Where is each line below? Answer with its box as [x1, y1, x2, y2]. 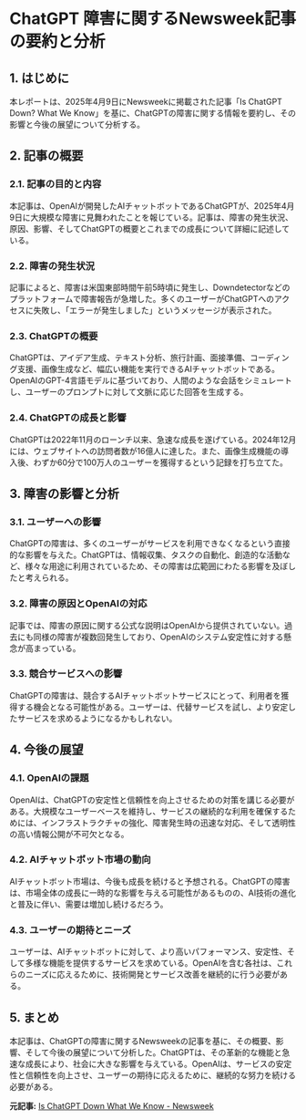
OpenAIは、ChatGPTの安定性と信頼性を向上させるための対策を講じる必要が [9, 794, 295, 805]
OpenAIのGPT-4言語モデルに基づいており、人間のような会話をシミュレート [9, 375, 293, 386]
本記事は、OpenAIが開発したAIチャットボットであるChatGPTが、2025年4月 [9, 200, 295, 211]
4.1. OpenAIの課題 [9, 772, 89, 784]
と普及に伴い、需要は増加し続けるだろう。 [9, 898, 168, 909]
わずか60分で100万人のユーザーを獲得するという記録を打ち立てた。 [33, 457, 289, 468]
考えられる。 [25, 572, 74, 584]
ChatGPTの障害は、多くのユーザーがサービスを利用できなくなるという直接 [9, 538, 291, 549]
